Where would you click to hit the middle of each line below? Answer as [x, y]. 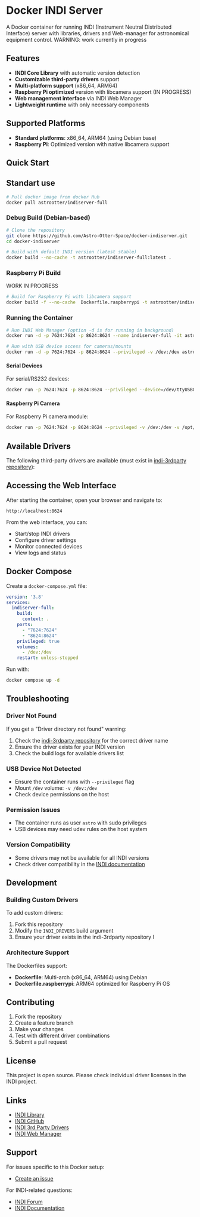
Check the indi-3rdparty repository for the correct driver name [91, 740]
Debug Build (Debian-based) [48, 217]
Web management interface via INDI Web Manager [78, 98]
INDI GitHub [29, 1121]
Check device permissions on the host [62, 794]
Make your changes [39, 1029]
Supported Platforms [46, 123]
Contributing [30, 1002]
